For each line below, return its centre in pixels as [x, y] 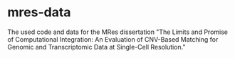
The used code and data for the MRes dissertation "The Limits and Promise [117, 32]
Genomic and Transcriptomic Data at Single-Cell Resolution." [96, 47]
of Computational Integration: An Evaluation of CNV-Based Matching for [113, 39]
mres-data [39, 12]
